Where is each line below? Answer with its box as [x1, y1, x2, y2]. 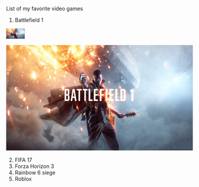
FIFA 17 [14, 156, 33, 163]
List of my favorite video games [6, 5, 84, 12]
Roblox [14, 175, 32, 182]
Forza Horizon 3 [14, 163, 54, 170]
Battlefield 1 [14, 17, 43, 23]
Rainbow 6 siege [14, 169, 56, 176]
